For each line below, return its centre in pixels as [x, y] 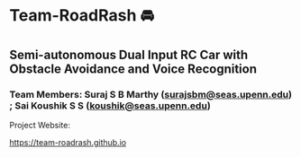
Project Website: [40, 125]
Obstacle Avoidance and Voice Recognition [133, 69]
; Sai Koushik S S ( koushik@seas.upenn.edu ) [110, 105]
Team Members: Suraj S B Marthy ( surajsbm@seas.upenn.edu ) [151, 94]
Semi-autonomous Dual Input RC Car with [129, 54]
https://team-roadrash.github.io [68, 142]
